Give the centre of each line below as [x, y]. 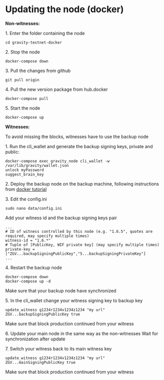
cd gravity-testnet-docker [34, 42]
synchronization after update [35, 339]
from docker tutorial [26, 189]
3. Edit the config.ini [26, 199]
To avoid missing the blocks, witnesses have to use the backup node [77, 136]
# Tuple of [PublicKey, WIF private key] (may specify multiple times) [82, 245]
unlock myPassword [25, 170]
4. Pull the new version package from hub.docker [56, 89]
